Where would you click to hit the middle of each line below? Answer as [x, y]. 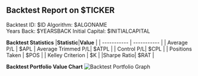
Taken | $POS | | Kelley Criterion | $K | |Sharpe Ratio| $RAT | [80, 55]
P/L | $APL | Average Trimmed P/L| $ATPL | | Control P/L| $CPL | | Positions [99, 49]
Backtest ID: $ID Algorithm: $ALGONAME [57, 24]
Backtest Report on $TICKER [61, 10]
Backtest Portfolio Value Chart [45, 66]
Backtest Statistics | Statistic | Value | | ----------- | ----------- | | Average [97, 42]
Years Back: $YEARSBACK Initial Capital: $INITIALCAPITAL [78, 31]
